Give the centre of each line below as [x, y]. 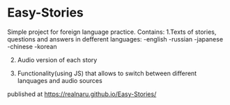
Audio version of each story [57, 59]
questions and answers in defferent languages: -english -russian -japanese [115, 39]
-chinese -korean [32, 46]
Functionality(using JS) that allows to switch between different [107, 73]
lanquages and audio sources [60, 80]
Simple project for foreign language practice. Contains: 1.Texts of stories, [112, 32]
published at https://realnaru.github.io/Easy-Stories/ [82, 94]
